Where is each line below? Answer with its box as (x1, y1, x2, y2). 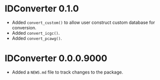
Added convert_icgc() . (11, 30, 60, 36)
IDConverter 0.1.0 (4, 3, 79, 14)
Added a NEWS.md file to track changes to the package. (11, 69, 123, 75)
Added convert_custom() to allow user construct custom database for (11, 19, 155, 25)
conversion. (11, 24, 36, 30)
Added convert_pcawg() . (11, 35, 62, 41)
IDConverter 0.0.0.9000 (4, 53, 107, 64)
